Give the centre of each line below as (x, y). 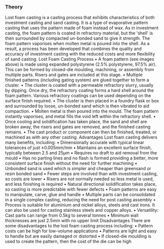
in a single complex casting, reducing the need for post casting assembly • (81, 200)
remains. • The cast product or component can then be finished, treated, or (81, 132)
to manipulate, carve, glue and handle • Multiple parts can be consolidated (80, 195)
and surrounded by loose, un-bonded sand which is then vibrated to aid (77, 106)
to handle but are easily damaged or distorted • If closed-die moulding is (78, 236)
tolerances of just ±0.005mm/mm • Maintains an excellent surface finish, (79, 148)
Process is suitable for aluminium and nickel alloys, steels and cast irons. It (80, 205)
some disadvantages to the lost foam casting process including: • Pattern (79, 226)
